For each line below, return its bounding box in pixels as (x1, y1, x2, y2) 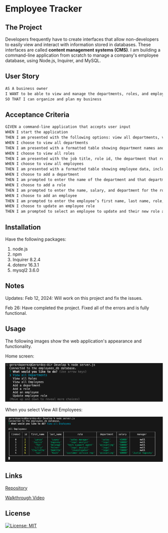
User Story (5, 72, 39, 81)
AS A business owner (5, 86, 48, 91)
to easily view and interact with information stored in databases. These (5, 42, 151, 48)
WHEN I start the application (5, 130, 68, 135)
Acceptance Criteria (5, 110, 69, 119)
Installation (5, 223, 41, 231)
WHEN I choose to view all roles (5, 151, 75, 156)
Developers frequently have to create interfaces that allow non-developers (5, 36, 159, 42)
